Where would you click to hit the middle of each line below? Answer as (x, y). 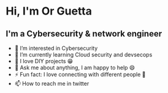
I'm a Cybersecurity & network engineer (84, 34)
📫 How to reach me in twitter (52, 84)
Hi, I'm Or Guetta (49, 11)
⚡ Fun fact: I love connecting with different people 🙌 (80, 74)
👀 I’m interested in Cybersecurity (56, 48)
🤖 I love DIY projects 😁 (44, 61)
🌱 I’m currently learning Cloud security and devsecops (83, 55)
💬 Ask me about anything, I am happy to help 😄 (75, 67)
